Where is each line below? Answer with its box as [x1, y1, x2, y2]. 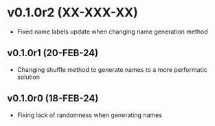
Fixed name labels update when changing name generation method [16, 27, 208, 36]
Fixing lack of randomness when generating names [16, 111, 163, 119]
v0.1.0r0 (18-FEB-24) [7, 92, 99, 104]
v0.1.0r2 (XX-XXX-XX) [7, 5, 139, 21]
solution [16, 73, 40, 81]
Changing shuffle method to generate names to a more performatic [16, 65, 207, 73]
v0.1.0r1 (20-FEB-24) [7, 47, 98, 59]
